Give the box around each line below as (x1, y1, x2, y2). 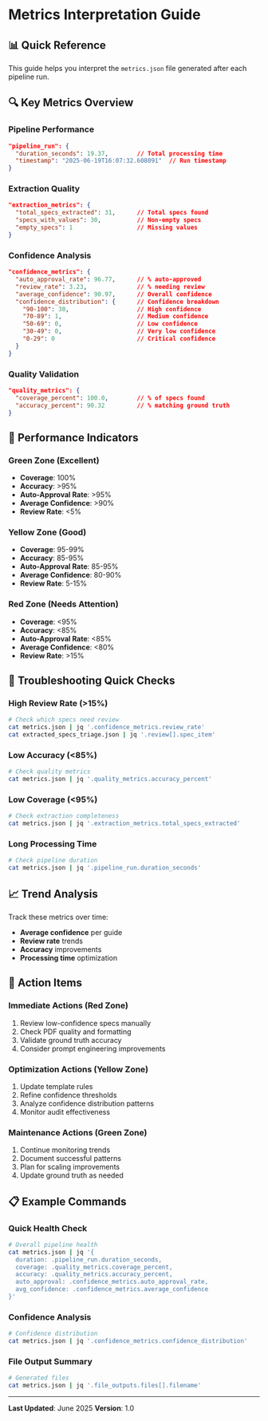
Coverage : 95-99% (19, 545, 85, 555)
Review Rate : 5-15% (19, 578, 88, 588)
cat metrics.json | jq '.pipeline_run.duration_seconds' (8, 864, 202, 872)
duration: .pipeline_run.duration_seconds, (15, 1255, 162, 1264)
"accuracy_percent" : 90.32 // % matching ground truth (15, 401, 230, 409)
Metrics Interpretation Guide (8, 6, 201, 24)
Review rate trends (19, 936, 84, 945)
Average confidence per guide (19, 928, 123, 937)
